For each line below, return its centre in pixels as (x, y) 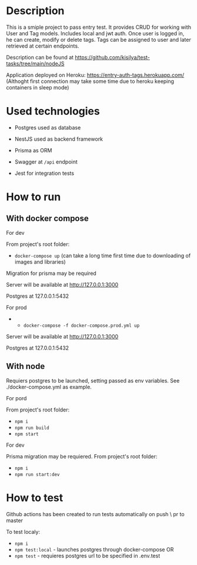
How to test (35, 498)
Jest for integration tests (44, 173)
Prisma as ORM (33, 150)
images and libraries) (40, 262)
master (15, 520)
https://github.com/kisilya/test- (112, 57)
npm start (27, 434)
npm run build (32, 428)
